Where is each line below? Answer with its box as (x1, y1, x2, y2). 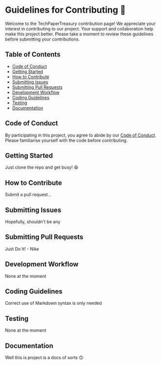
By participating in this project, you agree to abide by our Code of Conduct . (5, 132, 157, 138)
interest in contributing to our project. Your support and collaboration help (5, 25, 154, 31)
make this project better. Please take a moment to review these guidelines (5, 31, 154, 37)
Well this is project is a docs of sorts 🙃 (5, 355, 84, 361)
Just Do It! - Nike (5, 246, 39, 251)
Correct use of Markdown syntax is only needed (5, 300, 102, 306)
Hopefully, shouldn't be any (5, 219, 60, 225)
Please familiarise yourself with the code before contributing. (5, 137, 128, 143)
